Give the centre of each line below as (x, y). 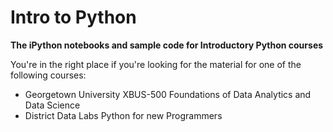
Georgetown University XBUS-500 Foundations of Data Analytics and (168, 94)
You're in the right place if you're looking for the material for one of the (156, 64)
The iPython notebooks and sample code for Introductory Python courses (167, 45)
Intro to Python (73, 17)
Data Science (52, 105)
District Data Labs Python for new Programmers (123, 115)
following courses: (48, 75)
